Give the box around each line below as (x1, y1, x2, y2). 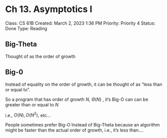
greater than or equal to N (5, 101, 59, 107)
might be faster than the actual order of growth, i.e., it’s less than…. (5, 127, 144, 133)
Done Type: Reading (5, 25, 48, 31)
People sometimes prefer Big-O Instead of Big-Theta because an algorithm (5, 122, 160, 128)
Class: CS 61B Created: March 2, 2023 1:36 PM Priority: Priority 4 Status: (5, 20, 155, 26)
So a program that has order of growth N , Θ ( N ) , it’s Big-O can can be (5, 96, 148, 102)
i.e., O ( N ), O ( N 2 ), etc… (5, 111, 51, 118)
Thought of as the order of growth (5, 53, 76, 59)
